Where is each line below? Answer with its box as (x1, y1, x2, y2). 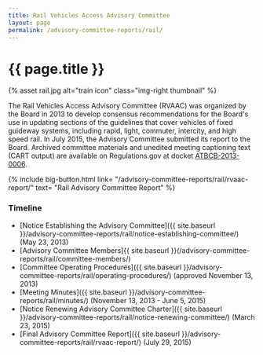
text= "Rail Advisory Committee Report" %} (35, 183, 176, 192)
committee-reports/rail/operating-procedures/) (19, 270, 172, 280)
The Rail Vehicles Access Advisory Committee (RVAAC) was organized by (8, 101, 247, 111)
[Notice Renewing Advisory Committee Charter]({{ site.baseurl (19, 304, 222, 313)
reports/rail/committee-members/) (19, 254, 131, 263)
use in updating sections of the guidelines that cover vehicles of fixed (8, 118, 233, 127)
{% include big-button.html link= (8, 174, 114, 185)
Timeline (8, 203, 42, 214)
